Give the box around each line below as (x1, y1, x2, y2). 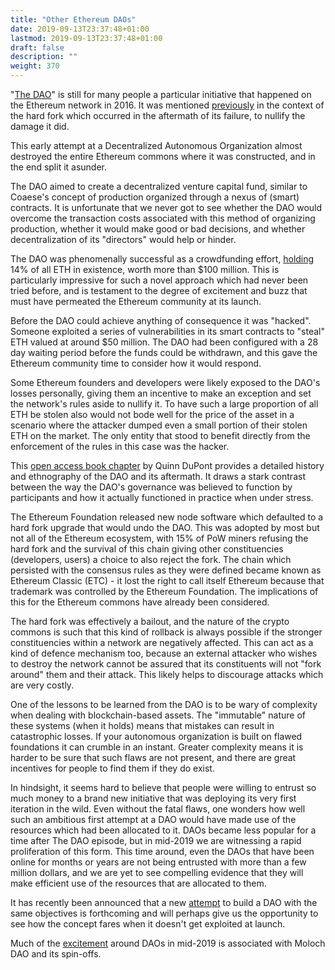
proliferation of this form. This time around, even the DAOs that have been (10, 846, 315, 857)
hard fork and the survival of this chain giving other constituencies (10, 543, 284, 555)
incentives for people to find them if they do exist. (10, 762, 215, 774)
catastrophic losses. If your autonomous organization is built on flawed (10, 731, 303, 742)
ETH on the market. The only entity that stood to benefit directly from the (10, 430, 311, 441)
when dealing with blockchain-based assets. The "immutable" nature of (10, 709, 306, 721)
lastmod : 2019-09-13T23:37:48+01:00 (10, 33, 163, 43)
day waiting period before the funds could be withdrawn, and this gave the (10, 347, 318, 358)
